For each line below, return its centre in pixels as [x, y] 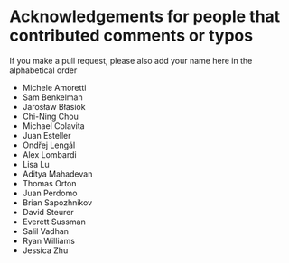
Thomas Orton [49, 183]
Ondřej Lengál [49, 145]
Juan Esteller [47, 135]
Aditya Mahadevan [57, 174]
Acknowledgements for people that [145, 17]
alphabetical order [43, 70]
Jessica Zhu [45, 250]
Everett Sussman [54, 222]
